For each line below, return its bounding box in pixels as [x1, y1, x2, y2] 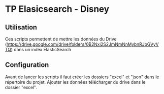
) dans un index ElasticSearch [11, 47, 71, 52]
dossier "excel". [5, 84, 37, 90]
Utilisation [5, 23, 37, 31]
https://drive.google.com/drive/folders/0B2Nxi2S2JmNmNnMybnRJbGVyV [6, 41, 159, 47]
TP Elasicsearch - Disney [5, 3, 109, 15]
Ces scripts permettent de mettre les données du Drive [5, 36, 117, 42]
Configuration [5, 61, 49, 69]
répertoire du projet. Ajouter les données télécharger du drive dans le [5, 79, 146, 85]
